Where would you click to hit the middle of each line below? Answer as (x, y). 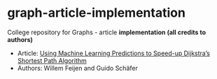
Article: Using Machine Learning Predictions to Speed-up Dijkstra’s (113, 53)
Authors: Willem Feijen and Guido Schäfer (77, 68)
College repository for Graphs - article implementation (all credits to (107, 32)
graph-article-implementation (96, 13)
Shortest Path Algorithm (52, 60)
